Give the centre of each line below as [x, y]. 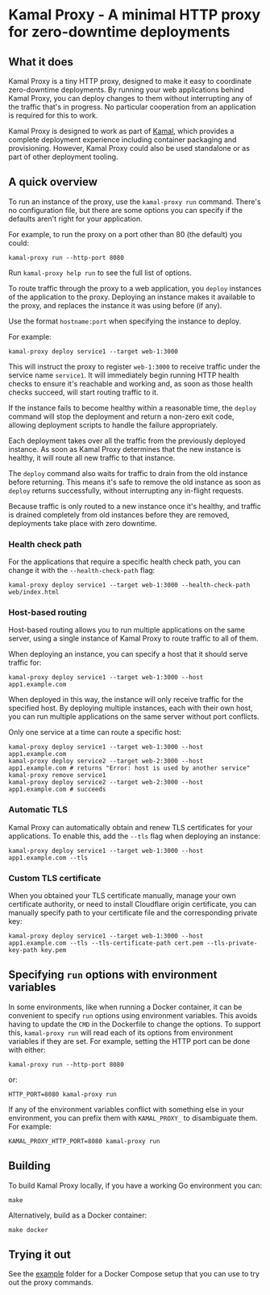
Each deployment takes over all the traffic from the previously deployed [127, 441]
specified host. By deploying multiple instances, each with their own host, [131, 708]
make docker [28, 1230]
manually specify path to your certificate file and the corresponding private [133, 913]
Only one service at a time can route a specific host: [95, 733]
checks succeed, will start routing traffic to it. [83, 392]
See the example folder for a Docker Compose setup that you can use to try [134, 1274]
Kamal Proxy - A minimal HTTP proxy [135, 15]
